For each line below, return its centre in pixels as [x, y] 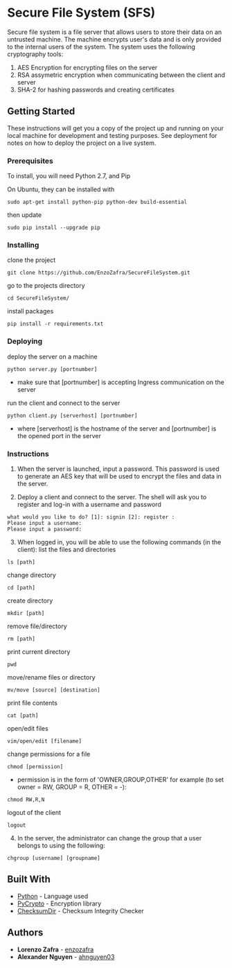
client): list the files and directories [66, 549]
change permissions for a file [49, 754]
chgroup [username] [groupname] [54, 858]
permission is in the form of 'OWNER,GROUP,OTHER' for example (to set [120, 779]
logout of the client [34, 812]
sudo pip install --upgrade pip [54, 228]
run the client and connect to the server [64, 403]
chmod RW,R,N [26, 800]
